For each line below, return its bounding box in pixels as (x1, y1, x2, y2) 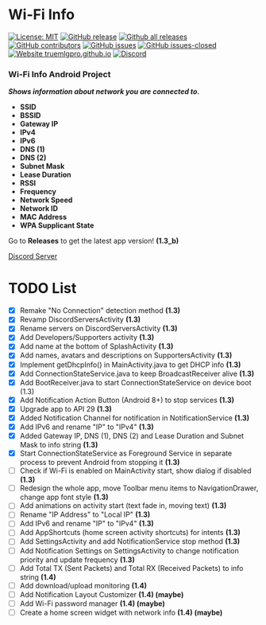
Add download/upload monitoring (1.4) (19, 580, 147, 590)
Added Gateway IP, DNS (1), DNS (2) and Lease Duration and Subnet (19, 431, 245, 440)
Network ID (19, 204, 58, 213)
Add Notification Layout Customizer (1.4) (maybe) (19, 589, 184, 599)
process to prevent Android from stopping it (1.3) (19, 458, 180, 467)
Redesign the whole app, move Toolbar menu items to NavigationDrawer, (19, 483, 259, 493)
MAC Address (19, 213, 67, 222)
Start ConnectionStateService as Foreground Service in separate (19, 448, 233, 459)
